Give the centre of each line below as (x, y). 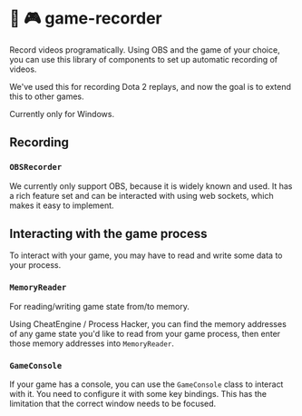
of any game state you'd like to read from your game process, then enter (145, 333)
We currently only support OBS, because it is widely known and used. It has (151, 186)
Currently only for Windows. (62, 114)
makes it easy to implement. (62, 205)
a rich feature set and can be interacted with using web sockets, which (141, 195)
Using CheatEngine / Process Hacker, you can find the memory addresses (148, 323)
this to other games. (47, 96)
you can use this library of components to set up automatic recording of (144, 59)
